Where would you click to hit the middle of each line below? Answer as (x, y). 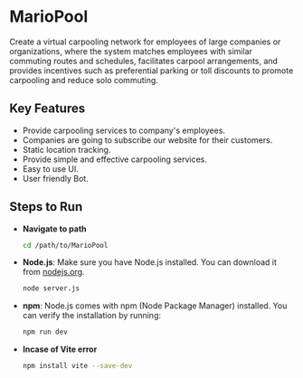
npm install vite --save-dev (77, 366)
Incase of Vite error (60, 349)
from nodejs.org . (53, 272)
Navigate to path (55, 229)
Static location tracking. (66, 149)
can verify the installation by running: (91, 316)
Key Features (47, 109)
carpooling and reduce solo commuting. (84, 80)
